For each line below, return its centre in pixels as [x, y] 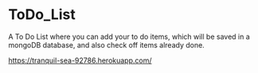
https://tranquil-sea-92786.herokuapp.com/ [80, 60]
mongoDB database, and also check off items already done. [106, 44]
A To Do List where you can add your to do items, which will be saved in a [129, 36]
